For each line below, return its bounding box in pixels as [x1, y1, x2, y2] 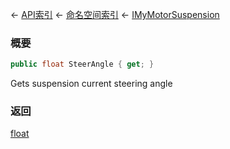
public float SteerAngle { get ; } [10, 59, 155, 70]
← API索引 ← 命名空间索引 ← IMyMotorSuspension [10, 9, 220, 20]
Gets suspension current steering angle [10, 78, 173, 90]
